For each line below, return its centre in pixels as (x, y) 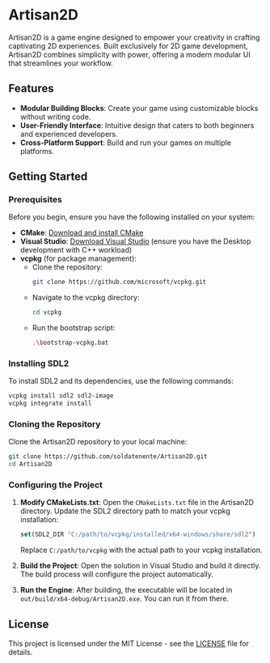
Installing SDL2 (39, 363)
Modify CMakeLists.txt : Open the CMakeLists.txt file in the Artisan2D (137, 503)
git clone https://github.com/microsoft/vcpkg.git (119, 282)
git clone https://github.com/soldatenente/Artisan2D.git (108, 457)
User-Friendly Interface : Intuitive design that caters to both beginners (137, 125)
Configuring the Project (56, 485)
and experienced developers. (69, 134)
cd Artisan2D (30, 464)
